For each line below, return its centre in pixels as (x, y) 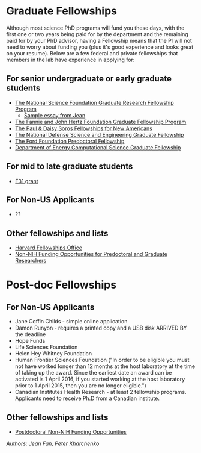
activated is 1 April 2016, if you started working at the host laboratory (100, 379)
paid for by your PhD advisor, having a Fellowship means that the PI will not (99, 40)
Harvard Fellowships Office (49, 248)
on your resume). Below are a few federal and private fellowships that (92, 53)
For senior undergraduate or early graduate (89, 79)
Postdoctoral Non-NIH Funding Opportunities (71, 432)
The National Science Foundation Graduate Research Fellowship (94, 102)
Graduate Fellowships (62, 11)
